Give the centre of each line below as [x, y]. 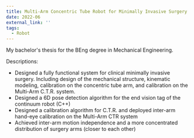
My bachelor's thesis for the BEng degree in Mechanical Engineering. [90, 50]
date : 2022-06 [23, 17]
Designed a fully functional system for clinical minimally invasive [92, 73]
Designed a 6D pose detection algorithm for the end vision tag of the [97, 98]
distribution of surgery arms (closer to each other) [75, 129]
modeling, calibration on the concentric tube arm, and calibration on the [101, 85]
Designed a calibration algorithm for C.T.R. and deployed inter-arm [95, 110]
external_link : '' [28, 22]
